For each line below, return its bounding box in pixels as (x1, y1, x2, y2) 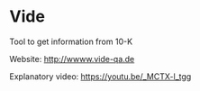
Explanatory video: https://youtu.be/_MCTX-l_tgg (9, 70, 192, 82)
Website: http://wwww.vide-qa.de (9, 53, 135, 64)
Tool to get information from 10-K (9, 36, 133, 47)
